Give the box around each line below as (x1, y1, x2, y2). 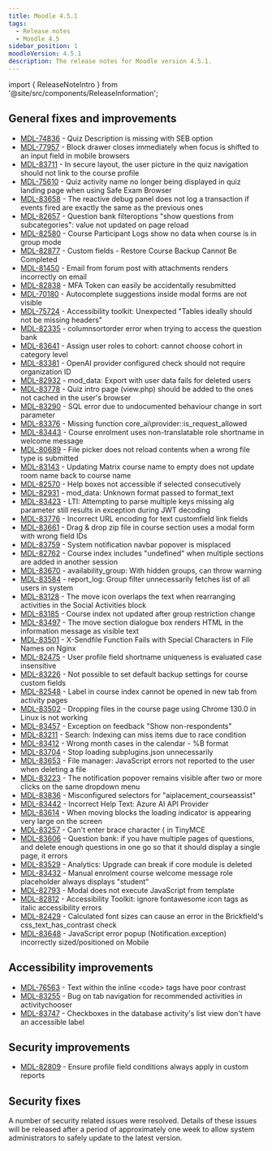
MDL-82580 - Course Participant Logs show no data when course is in (19, 229, 257, 238)
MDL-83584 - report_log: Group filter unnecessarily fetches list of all (19, 574, 250, 584)
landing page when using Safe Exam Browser (19, 185, 172, 195)
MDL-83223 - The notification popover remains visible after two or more (19, 773, 262, 783)
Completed (19, 254, 58, 264)
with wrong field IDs (19, 530, 88, 541)
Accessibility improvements (8, 961, 154, 974)
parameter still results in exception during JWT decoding (19, 505, 211, 515)
